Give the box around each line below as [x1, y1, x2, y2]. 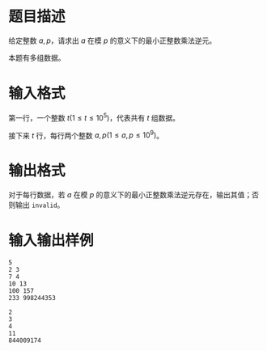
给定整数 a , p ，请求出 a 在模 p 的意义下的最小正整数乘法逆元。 [8, 36, 217, 45]
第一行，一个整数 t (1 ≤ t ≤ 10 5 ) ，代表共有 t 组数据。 [8, 111, 180, 122]
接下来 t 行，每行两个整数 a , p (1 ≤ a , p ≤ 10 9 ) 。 [8, 129, 164, 140]
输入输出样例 [8, 231, 95, 250]
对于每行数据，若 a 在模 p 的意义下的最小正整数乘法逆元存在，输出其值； [8, 190, 252, 200]
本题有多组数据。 [8, 53, 66, 62]
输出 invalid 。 [15, 200, 65, 210]
